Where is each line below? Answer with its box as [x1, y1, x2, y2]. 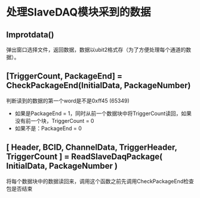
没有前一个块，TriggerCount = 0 [14, 117, 94, 124]
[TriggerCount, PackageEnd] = [6, 71, 122, 81]
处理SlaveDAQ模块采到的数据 [6, 5, 151, 19]
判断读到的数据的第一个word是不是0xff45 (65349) [6, 97, 130, 104]
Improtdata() [6, 29, 54, 39]
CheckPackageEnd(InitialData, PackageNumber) [6, 81, 191, 91]
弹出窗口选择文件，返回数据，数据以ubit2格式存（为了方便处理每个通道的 [6, 46, 186, 53]
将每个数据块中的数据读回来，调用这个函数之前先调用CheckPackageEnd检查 [6, 177, 194, 185]
